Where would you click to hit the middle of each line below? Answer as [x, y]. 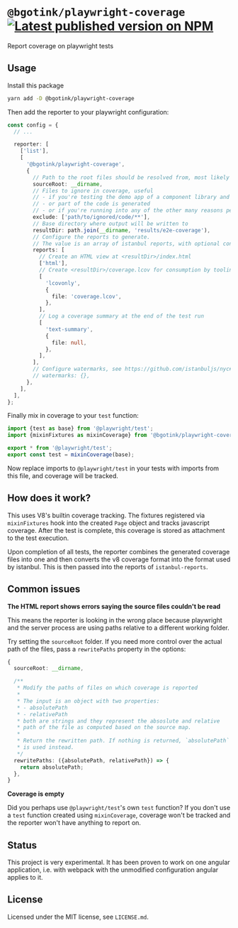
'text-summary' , [69, 329]
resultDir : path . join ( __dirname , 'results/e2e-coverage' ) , [122, 230]
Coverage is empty [36, 794]
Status [22, 845]
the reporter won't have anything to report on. [74, 823]
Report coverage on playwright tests [61, 45]
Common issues [44, 589]
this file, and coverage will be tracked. [63, 475]
